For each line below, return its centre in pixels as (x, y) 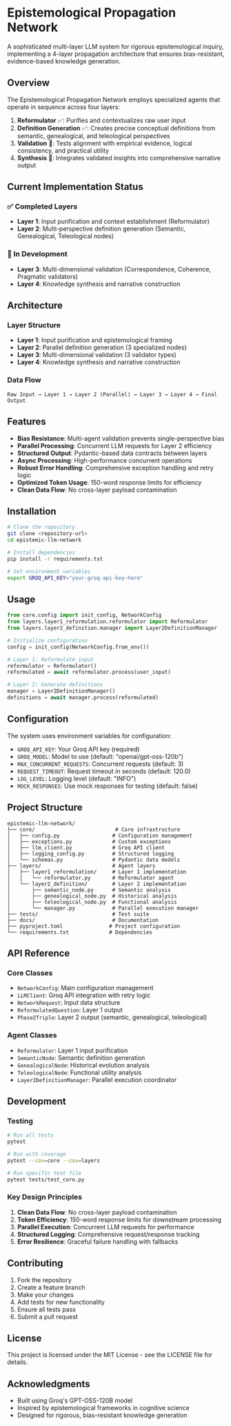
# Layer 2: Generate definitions (55, 685)
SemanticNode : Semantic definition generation (81, 1057)
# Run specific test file (44, 1173)
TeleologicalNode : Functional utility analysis (79, 1072)
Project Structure (45, 808)
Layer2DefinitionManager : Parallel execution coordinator (97, 1079)
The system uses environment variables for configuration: (89, 735)
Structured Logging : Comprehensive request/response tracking (108, 1234)
